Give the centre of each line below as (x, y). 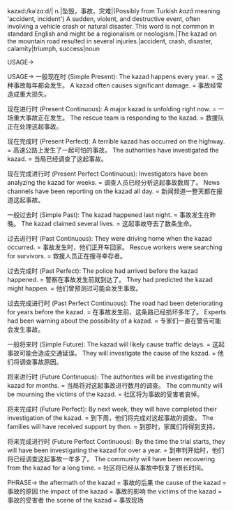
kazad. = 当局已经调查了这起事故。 (57, 159)
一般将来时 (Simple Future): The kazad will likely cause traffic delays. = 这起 (116, 344)
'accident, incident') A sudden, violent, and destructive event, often (104, 19)
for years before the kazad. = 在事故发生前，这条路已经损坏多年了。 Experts (117, 312)
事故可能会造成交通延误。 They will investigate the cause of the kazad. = (112, 353)
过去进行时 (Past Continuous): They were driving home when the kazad (110, 238)
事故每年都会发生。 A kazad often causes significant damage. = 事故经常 (118, 85)
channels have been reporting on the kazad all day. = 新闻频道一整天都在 (112, 191)
